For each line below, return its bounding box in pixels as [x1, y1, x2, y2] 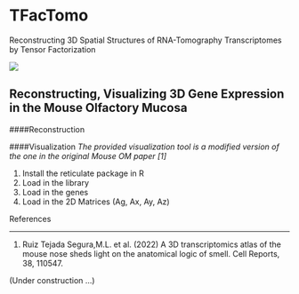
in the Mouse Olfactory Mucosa [9, 100, 188, 115]
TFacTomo [9, 5, 89, 26]
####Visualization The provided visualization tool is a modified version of [9, 141, 280, 152]
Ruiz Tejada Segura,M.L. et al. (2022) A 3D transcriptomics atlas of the [21, 239, 282, 250]
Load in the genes [21, 187, 89, 197]
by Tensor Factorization [9, 44, 96, 54]
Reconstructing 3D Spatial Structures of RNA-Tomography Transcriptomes [9, 35, 282, 45]
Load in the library [21, 177, 90, 187]
